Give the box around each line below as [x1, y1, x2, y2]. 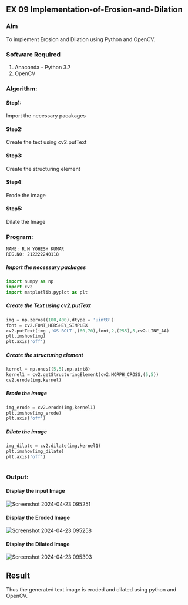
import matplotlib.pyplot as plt [6, 289, 88, 295]
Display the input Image [6, 488, 66, 495]
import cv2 [6, 284, 33, 290]
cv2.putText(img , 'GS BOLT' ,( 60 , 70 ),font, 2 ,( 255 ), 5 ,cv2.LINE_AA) [6, 328, 169, 334]
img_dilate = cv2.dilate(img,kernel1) [6, 443, 101, 449]
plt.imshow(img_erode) [6, 410, 62, 416]
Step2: [6, 126, 23, 133]
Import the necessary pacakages [6, 112, 86, 119]
